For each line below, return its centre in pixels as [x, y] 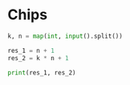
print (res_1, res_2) [42, 73]
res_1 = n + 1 [31, 51]
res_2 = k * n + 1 [38, 58]
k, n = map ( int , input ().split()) [65, 36]
